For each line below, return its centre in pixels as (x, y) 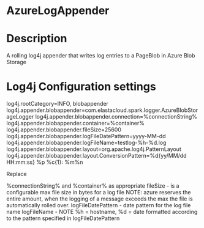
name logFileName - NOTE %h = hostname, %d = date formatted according (102, 212)
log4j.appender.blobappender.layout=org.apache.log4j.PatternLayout (94, 149)
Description (37, 39)
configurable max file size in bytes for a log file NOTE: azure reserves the (99, 193)
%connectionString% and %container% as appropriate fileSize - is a (93, 186)
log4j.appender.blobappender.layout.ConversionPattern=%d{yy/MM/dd (96, 156)
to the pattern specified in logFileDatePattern (63, 218)
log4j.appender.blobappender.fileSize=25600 (64, 130)
